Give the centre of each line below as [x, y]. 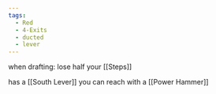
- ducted [30, 37]
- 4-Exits [31, 30]
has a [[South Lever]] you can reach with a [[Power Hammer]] [108, 82]
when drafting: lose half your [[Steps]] [70, 67]
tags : [17, 15]
